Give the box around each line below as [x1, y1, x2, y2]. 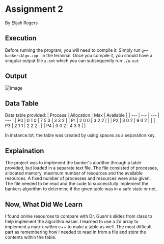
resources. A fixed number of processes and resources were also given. [5, 175, 151, 181]
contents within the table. [5, 234, 56, 240]
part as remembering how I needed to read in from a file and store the [5, 229, 146, 235]
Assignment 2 [5, 3, 63, 15]
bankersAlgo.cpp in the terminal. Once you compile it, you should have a [5, 52, 153, 58]
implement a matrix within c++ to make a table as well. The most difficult [5, 224, 152, 230]
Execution [5, 34, 37, 42]
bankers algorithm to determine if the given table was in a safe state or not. [5, 186, 157, 192]
